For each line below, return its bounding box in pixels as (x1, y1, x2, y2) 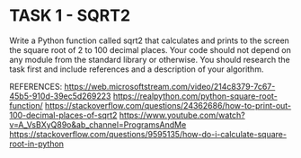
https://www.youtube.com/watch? (119, 110, 245, 120)
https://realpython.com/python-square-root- (112, 91, 279, 101)
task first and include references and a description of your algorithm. (9, 64, 264, 75)
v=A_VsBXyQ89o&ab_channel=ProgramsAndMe (9, 118, 187, 130)
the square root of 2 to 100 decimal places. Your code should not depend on (9, 44, 292, 55)
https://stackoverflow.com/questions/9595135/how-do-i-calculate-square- (9, 128, 288, 139)
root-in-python (9, 138, 65, 149)
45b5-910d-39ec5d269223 (9, 91, 111, 101)
